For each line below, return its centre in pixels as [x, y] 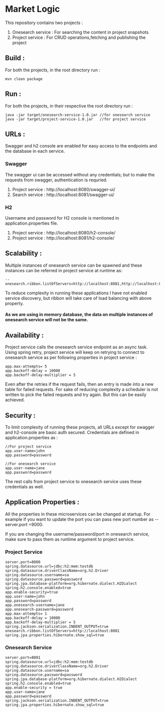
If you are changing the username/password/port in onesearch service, [77, 534]
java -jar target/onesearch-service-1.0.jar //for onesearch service [78, 115]
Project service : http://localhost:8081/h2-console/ [63, 238]
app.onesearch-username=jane [35, 605]
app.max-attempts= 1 [26, 614]
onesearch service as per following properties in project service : [71, 358]
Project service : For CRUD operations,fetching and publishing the [79, 37]
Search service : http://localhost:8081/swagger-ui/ [63, 195]
